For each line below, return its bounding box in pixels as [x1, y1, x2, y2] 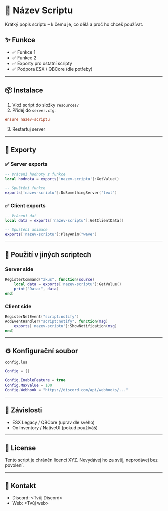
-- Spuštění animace [5, 227, 48, 232]
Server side [5, 266, 34, 273]
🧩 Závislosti [5, 406, 42, 415]
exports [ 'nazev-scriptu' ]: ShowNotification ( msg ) [14, 323, 117, 328]
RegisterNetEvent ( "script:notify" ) [5, 314, 79, 319]
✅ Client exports [5, 202, 46, 209]
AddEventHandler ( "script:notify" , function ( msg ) [5, 319, 108, 324]
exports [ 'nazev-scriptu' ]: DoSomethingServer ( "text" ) [5, 190, 117, 195]
